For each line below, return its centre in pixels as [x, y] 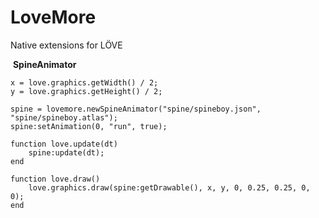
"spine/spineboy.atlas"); [64, 117]
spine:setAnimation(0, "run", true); [89, 126]
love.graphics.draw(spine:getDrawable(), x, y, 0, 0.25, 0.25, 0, [169, 187]
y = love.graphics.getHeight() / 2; [86, 91]
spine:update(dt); [66, 152]
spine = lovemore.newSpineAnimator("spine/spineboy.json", [136, 109]
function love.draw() [55, 179]
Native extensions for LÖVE [66, 45]
